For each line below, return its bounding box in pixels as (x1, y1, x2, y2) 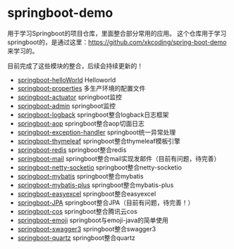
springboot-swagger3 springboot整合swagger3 (17, 224, 156, 233)
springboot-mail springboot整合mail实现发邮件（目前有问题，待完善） (17, 154, 221, 162)
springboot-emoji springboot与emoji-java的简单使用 (17, 216, 169, 224)
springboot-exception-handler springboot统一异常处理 (17, 128, 176, 136)
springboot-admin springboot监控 (17, 101, 116, 110)
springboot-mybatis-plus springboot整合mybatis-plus (17, 181, 174, 189)
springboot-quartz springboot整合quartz (17, 234, 136, 242)
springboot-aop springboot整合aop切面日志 (17, 119, 144, 127)
